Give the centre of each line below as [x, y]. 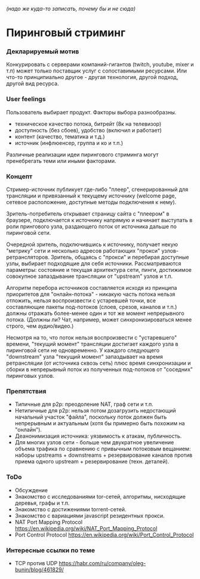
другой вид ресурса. [33, 84]
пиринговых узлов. [30, 376]
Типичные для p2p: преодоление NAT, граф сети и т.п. [84, 404]
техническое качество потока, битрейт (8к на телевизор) [88, 124]
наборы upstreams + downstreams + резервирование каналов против [104, 455]
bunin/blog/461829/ [39, 569]
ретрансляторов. [28, 257]
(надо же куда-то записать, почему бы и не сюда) [71, 9]
